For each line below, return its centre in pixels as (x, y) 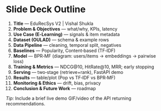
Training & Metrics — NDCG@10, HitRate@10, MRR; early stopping (84, 67)
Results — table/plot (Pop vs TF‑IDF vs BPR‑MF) (64, 77)
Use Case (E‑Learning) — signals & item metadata (66, 34)
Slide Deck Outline (46, 9)
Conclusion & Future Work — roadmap (54, 88)
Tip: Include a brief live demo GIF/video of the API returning (69, 98)
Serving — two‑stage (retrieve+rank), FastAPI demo (68, 72)
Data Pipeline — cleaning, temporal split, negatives (67, 45)
